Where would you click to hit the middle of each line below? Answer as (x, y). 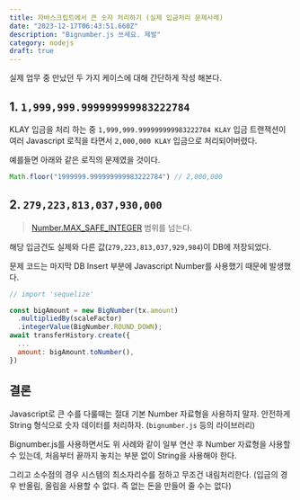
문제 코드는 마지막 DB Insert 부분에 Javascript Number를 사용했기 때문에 (138, 265)
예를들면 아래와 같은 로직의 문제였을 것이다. (85, 159)
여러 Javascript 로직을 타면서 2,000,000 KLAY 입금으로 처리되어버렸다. (133, 140)
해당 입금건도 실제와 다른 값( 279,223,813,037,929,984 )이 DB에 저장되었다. (141, 246)
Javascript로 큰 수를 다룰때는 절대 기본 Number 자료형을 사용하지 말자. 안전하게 (150, 414)
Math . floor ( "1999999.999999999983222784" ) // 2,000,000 (116, 176)
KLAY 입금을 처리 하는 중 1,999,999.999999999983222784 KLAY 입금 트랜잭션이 (148, 129)
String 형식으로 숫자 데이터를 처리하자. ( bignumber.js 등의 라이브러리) (132, 425)
